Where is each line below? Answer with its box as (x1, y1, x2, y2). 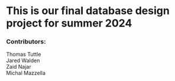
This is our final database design (6, 4, 170, 18)
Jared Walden (6, 57, 40, 64)
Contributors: (6, 38, 46, 46)
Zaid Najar (6, 63, 31, 70)
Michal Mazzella (6, 69, 46, 77)
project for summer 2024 (6, 16, 132, 30)
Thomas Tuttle (6, 51, 41, 58)
